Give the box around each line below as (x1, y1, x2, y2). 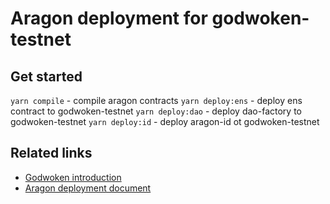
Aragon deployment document (24, 182, 152, 194)
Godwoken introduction (24, 171, 122, 183)
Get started (10, 68, 83, 85)
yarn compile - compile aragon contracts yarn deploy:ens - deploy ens (10, 95, 303, 106)
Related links (10, 145, 93, 162)
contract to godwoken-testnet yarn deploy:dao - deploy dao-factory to (10, 105, 302, 117)
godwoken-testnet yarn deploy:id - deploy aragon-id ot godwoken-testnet (10, 116, 320, 127)
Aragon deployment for (10, 7, 208, 30)
